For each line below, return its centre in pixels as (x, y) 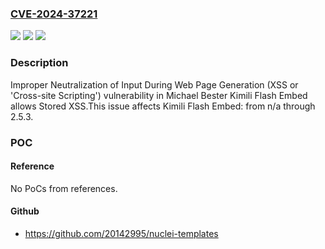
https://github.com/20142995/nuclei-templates (121, 233)
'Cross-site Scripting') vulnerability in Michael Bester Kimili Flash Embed (159, 95)
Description (39, 63)
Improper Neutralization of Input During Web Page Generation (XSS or (154, 84)
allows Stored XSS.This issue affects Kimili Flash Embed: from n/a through (163, 106)
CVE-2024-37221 (54, 14)
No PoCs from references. (64, 188)
